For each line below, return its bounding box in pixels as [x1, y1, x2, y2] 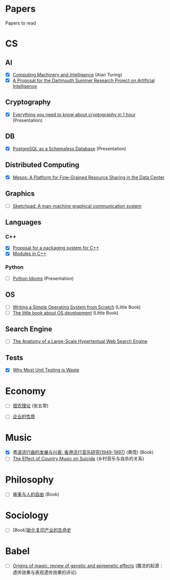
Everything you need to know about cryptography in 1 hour [12, 111, 136, 117]
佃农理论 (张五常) [12, 402, 49, 409]
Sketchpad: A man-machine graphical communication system [12, 203, 142, 209]
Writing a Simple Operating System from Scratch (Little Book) [12, 304, 141, 310]
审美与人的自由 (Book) [12, 491, 59, 497]
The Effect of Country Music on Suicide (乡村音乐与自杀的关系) [12, 456, 145, 462]
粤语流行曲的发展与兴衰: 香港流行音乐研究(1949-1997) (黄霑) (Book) [12, 449, 154, 456]
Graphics [5, 189, 35, 198]
